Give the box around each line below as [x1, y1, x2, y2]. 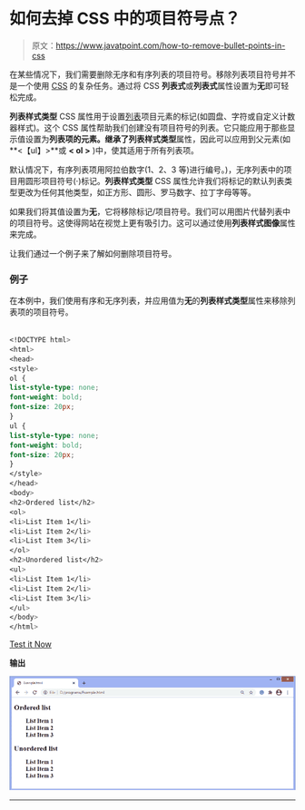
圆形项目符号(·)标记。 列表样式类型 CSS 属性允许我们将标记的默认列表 [25, 175, 285, 186]
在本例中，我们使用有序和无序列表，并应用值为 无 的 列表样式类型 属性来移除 [9, 296, 288, 307]
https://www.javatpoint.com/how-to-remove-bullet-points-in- [55, 40, 286, 51]
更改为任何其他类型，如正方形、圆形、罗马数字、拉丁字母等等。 [16, 187, 256, 198]
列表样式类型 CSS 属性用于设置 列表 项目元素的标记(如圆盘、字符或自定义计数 [9, 111, 296, 122]
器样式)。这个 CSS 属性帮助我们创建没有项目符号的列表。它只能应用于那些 [9, 122, 288, 132]
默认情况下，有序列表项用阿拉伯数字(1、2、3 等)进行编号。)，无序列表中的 [9, 164, 284, 175]
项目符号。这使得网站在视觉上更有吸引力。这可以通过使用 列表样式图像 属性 [16, 217, 296, 228]
